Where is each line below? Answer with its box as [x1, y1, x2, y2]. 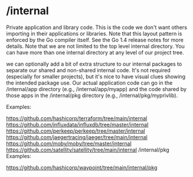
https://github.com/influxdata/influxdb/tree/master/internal [6, 121, 149, 128]
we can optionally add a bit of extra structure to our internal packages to [6, 60, 182, 67]
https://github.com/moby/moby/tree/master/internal [6, 140, 132, 147]
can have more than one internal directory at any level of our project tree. [6, 49, 184, 56]
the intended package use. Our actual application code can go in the [6, 79, 173, 86]
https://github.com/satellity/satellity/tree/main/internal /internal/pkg [6, 146, 169, 153]
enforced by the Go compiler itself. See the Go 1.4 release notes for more [6, 36, 184, 43]
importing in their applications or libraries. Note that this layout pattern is [6, 30, 182, 37]
